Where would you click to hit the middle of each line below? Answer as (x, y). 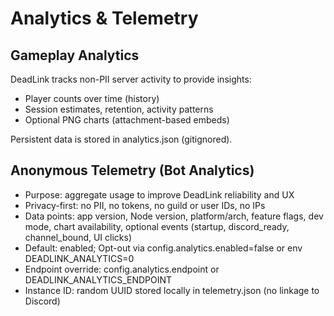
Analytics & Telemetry (104, 18)
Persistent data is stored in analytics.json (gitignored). (121, 139)
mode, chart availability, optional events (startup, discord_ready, (157, 226)
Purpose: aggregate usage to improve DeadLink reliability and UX (159, 194)
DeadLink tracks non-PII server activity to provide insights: (131, 79)
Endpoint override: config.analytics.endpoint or (122, 269)
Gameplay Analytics (75, 55)
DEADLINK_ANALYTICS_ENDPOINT (98, 279)
